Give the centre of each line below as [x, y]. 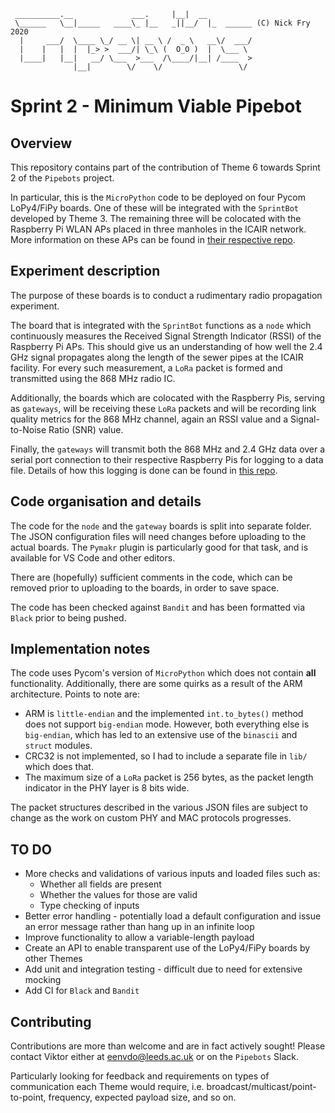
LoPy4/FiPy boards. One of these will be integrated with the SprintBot [155, 208]
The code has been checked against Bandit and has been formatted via [158, 607]
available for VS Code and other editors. [93, 557]
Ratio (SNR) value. [86, 429]
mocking [43, 980]
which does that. [59, 767]
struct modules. [58, 746]
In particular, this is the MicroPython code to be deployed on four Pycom [158, 197]
